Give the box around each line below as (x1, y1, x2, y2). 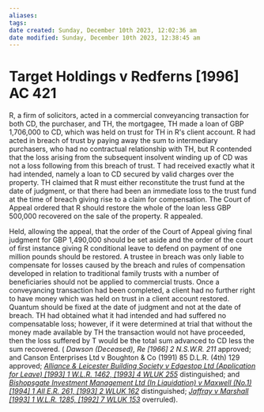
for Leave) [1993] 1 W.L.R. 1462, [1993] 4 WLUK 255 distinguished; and (9, 369, 240, 380)
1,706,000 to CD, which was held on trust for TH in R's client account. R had (9, 127, 256, 137)
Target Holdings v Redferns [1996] (9, 68, 239, 85)
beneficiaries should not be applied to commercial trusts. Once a (9, 278, 220, 287)
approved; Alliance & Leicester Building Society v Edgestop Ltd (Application (9, 361, 256, 371)
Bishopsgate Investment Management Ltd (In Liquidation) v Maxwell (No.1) (9, 378, 252, 387)
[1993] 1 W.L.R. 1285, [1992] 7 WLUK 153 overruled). (9, 395, 179, 404)
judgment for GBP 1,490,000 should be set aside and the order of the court (9, 235, 254, 245)
